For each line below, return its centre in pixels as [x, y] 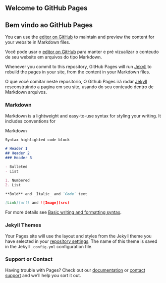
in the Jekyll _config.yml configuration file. [49, 246]
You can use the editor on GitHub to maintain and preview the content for [80, 37]
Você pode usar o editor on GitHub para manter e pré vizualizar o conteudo [82, 52]
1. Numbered [17, 180]
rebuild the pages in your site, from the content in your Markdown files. [78, 72]
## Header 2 [17, 153]
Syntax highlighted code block [37, 140]
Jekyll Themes [23, 225]
